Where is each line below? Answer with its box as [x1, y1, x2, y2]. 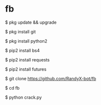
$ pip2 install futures [5, 66, 47, 72]
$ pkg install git [5, 29, 36, 34]
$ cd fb [5, 85, 20, 90]
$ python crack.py [5, 94, 42, 100]
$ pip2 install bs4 [5, 47, 40, 53]
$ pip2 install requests [5, 57, 50, 62]
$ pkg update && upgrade [5, 19, 57, 25]
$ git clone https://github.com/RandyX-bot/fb [5, 75, 96, 81]
